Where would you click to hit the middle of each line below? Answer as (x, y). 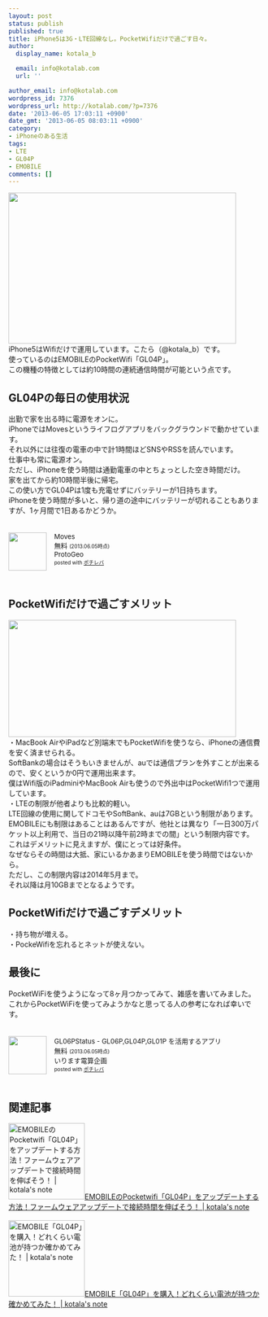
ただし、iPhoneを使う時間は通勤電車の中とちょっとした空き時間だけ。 (127, 470)
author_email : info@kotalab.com (63, 90)
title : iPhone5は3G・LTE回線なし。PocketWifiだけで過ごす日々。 (110, 39)
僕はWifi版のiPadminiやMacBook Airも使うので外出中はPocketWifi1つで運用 (134, 783)
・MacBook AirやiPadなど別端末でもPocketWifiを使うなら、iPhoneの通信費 (134, 742)
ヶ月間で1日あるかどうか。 (76, 510)
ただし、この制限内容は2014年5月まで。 (76, 874)
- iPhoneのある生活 (38, 136)
